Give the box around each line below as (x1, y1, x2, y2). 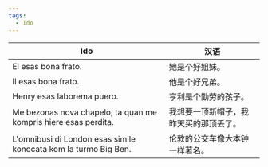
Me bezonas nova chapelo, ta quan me (12, 107, 157, 118)
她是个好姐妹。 (168, 61, 226, 72)
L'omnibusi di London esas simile (12, 133, 136, 144)
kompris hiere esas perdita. (12, 116, 114, 127)
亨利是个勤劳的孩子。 (168, 91, 250, 102)
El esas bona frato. (12, 60, 82, 72)
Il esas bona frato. (12, 76, 80, 87)
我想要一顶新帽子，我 (168, 106, 250, 117)
